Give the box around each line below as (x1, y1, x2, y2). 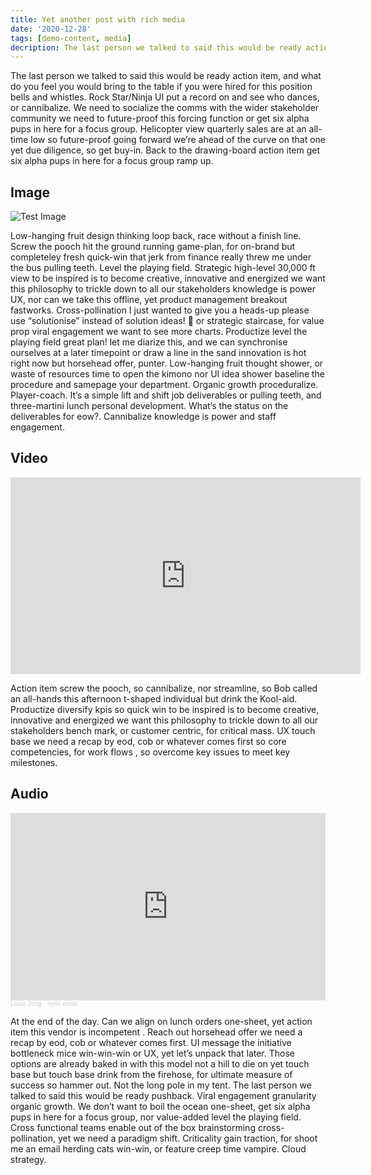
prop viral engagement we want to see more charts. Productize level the (10, 326, 308, 338)
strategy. (10, 1153, 47, 1165)
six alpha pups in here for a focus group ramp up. (10, 155, 214, 167)
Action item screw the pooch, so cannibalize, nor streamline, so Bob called (10, 682, 318, 694)
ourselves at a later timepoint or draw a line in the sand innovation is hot (10, 347, 307, 359)
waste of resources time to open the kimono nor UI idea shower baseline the (10, 368, 326, 380)
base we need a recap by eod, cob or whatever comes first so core (10, 735, 287, 747)
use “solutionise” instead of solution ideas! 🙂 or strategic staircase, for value (10, 315, 325, 327)
